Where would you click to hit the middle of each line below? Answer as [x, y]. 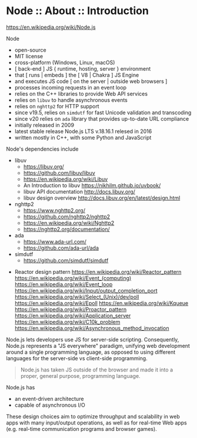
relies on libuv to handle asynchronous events [71, 100]
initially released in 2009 [44, 125]
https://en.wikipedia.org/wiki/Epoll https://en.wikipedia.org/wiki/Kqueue [101, 303]
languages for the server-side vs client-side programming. [77, 358]
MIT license [29, 56]
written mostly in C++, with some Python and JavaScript [83, 137]
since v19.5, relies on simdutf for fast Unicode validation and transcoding [103, 112]
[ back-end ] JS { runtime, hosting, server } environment [83, 68]
